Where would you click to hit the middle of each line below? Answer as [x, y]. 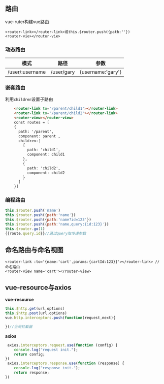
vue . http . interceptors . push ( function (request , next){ [60, 318]
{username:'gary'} [100, 72]
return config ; [30, 354]
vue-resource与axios [38, 287]
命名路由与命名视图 [34, 250]
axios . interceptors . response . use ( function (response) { [66, 363]
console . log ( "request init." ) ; [46, 350]
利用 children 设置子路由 [29, 99]
